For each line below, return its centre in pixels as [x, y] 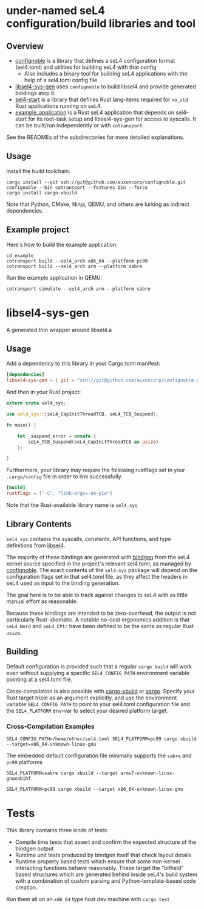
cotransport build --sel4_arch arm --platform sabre [74, 266]
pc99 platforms [24, 762]
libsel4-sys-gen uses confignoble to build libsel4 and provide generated [105, 87]
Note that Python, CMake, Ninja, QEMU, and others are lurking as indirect [98, 204]
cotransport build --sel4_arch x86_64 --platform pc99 [77, 261]
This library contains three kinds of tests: [57, 830]
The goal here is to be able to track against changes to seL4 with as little [97, 595]
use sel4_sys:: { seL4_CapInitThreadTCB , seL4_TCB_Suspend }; [83, 414]
